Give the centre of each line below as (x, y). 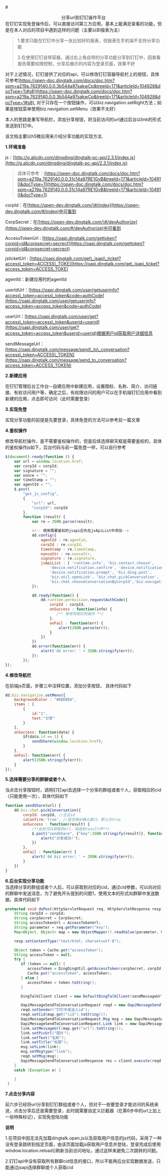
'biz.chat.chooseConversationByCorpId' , (92, 582)
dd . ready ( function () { (55, 595)
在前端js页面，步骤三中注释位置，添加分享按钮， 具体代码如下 (68, 686)
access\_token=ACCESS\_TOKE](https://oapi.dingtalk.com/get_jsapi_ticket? (83, 264)
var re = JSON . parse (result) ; (63, 522)
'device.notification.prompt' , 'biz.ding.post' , (101, 573)
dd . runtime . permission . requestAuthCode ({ (84, 600)
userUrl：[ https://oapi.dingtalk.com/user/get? (52, 316)
